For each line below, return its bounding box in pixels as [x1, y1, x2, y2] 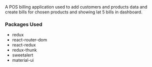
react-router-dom [12, 37, 47, 43]
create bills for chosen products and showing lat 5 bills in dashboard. [5, 9, 143, 15]
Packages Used [5, 21, 43, 28]
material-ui [12, 57, 34, 63]
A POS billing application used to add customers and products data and [5, 4, 148, 10]
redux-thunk [12, 47, 37, 53]
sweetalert [12, 52, 33, 58]
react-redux [12, 42, 36, 48]
